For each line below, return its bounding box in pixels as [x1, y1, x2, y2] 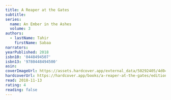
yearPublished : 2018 [5, 49, 49, 55]
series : [5, 17, 22, 22]
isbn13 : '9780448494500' [5, 59, 58, 64]
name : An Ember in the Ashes [10, 21, 72, 27]
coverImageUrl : [5, 69, 38, 74]
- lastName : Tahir [10, 36, 49, 41]
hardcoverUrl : [5, 73, 36, 78]
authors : [5, 31, 24, 36]
